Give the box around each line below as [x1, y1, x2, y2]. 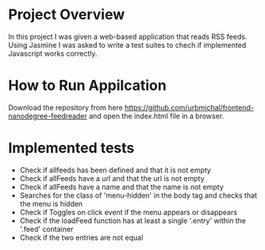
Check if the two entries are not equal [19, 233, 144, 242]
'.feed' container [19, 224, 74, 233]
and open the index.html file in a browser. [88, 111, 225, 121]
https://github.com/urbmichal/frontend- [124, 102, 254, 112]
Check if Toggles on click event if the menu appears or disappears [19, 207, 238, 217]
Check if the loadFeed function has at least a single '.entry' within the [19, 216, 246, 225]
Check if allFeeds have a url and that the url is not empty [19, 173, 205, 183]
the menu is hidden [19, 198, 83, 208]
